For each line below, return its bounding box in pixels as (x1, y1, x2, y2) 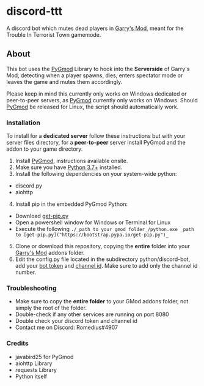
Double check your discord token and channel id (15, 317, 137, 325)
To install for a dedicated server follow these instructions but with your (6, 132, 186, 140)
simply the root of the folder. (15, 305, 87, 312)
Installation (6, 118, 41, 127)
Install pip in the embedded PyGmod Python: (15, 200, 128, 208)
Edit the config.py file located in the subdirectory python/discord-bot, (15, 255, 191, 263)
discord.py (15, 182, 43, 189)
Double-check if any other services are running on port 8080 (15, 311, 169, 318)
